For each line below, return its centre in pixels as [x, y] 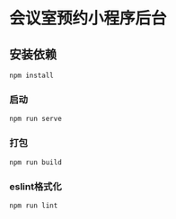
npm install [31, 75]
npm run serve [36, 119]
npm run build [36, 162]
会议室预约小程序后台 [88, 18]
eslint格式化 [36, 187]
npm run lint [34, 206]
